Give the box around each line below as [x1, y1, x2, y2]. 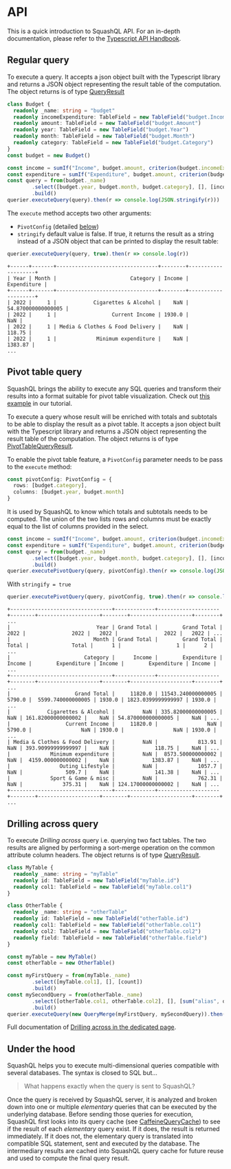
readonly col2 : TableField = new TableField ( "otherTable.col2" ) [13, 927, 201, 935]
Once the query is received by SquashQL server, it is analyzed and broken [7, 1095, 217, 1104]
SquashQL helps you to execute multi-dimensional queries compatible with [7, 1061, 219, 1070]
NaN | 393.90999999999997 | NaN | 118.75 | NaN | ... [7, 745, 220, 752]
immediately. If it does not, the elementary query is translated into [7, 1132, 194, 1141]
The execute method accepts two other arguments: [7, 208, 152, 217]
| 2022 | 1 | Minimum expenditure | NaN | [7, 335, 189, 342]
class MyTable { [7, 864, 54, 871]
